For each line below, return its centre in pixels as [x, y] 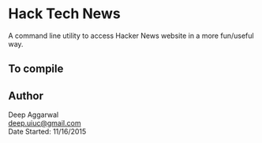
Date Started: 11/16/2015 [47, 132]
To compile [36, 69]
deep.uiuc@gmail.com [45, 123]
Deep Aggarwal [34, 115]
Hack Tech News [64, 14]
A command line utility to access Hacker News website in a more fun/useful [131, 36]
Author [26, 96]
